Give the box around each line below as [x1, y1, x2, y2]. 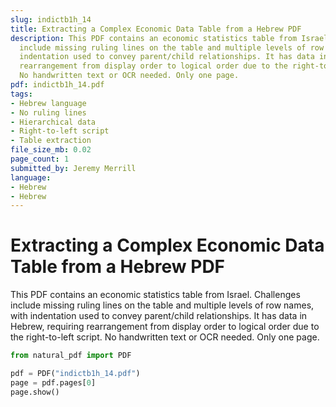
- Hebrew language [10, 98, 87, 108]
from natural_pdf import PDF [10, 351, 132, 361]
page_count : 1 [10, 154, 70, 164]
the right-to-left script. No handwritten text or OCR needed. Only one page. [10, 331, 320, 343]
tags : [10, 89, 33, 99]
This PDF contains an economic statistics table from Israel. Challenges [10, 289, 301, 301]
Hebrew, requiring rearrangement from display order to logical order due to [10, 321, 320, 333]
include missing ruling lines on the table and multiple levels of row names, [10, 299, 315, 311]
